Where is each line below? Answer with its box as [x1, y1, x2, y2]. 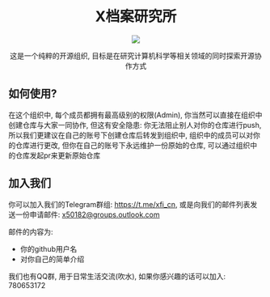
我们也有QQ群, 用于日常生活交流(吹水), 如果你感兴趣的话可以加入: [8, 271, 226, 281]
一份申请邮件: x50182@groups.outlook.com [15, 210, 160, 219]
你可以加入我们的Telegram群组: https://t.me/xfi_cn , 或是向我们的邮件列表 [8, 199, 251, 209]
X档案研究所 [95, 7, 177, 26]
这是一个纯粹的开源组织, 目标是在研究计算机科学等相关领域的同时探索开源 [10, 50, 255, 61]
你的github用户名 [19, 244, 78, 253]
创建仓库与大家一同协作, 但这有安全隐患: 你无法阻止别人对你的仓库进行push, [8, 120, 262, 129]
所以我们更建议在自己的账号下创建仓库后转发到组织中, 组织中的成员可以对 [8, 130, 253, 140]
